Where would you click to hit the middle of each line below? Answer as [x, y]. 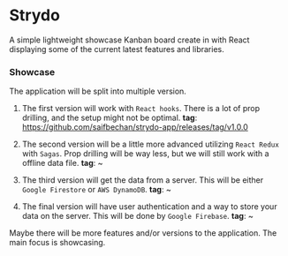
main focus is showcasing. [57, 243]
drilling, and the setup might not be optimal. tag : [110, 118]
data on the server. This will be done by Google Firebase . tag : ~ [137, 216]
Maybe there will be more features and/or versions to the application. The [143, 233]
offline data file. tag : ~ [62, 163]
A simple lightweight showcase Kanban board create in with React [129, 40]
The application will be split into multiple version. [98, 91]
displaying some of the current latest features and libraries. [117, 49]
